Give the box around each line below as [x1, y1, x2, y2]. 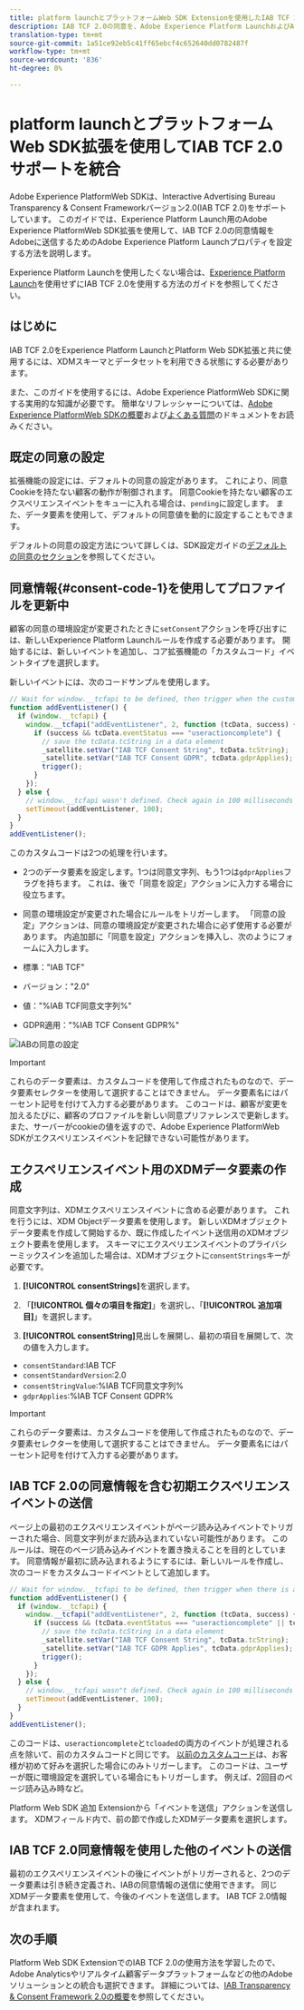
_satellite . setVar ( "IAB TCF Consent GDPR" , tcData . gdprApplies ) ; [42, 754, 294, 763]
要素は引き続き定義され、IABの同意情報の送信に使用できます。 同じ [24, 1879, 278, 1890]
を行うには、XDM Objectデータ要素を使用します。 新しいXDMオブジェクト [9, 1215, 289, 1226]
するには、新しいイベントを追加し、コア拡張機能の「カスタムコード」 [16, 646, 279, 657]
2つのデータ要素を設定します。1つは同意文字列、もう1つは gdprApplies [22, 867, 284, 878]
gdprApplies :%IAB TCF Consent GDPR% [22, 1390, 174, 1401]
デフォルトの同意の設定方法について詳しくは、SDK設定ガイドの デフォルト [9, 540, 288, 551]
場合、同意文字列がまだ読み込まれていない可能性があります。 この [40, 1533, 289, 1544]
